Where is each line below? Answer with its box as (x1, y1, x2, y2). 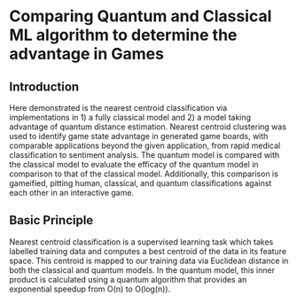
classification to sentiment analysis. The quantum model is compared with (9, 150, 280, 160)
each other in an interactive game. (9, 188, 135, 198)
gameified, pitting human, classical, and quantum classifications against (9, 178, 272, 188)
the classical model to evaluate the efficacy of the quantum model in (9, 159, 259, 169)
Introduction (9, 79, 80, 94)
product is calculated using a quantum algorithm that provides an (9, 274, 247, 284)
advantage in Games (9, 44, 164, 64)
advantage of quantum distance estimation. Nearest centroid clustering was (9, 121, 286, 132)
